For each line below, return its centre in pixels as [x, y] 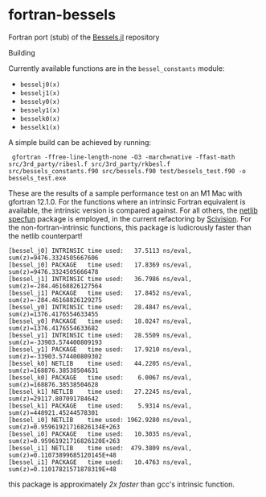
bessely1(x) [40, 110]
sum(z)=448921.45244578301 [53, 412]
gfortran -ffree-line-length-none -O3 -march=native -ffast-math [123, 157]
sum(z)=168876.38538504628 [53, 384]
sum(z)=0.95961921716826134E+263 [64, 427]
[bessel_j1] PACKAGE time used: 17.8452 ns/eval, [100, 293]
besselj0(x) [40, 85]
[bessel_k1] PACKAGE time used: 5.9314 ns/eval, [100, 406]
